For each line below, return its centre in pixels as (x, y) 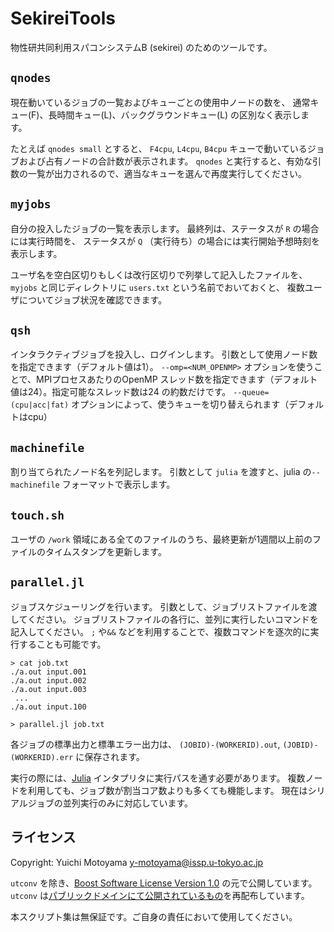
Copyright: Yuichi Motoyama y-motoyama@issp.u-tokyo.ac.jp (137, 862)
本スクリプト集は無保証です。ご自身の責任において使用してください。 (154, 916)
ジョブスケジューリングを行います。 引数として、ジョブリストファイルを (159, 606)
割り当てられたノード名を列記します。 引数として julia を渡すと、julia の (161, 472)
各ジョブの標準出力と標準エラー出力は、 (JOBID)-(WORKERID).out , (145, 744)
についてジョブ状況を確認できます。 (93, 299)
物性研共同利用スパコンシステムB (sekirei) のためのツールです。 (141, 47)
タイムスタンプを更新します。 (105, 551)
